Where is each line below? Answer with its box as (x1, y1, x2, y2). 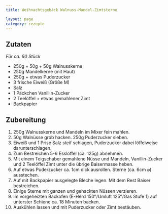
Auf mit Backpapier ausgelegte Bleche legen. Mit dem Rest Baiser (13, 178, 151, 183)
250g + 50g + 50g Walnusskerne (13, 63, 83, 69)
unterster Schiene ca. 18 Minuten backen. (13, 199, 100, 205)
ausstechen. (13, 172, 40, 178)
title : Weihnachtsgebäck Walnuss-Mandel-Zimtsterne (6, 7, 117, 13)
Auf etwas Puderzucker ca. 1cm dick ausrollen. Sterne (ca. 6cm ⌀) (13, 166, 152, 173)
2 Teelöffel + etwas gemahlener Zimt (13, 96, 90, 102)
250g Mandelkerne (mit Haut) (13, 69, 75, 75)
